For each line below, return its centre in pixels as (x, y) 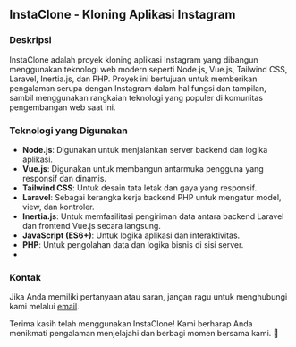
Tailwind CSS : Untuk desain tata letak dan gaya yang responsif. (140, 188)
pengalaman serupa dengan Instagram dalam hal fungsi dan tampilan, (138, 88)
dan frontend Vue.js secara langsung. (91, 225)
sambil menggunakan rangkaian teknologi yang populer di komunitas (136, 97)
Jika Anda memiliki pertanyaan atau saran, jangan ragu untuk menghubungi (148, 297)
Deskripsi (30, 40)
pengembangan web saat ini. (63, 107)
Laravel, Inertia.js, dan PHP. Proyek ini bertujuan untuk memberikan (133, 79)
